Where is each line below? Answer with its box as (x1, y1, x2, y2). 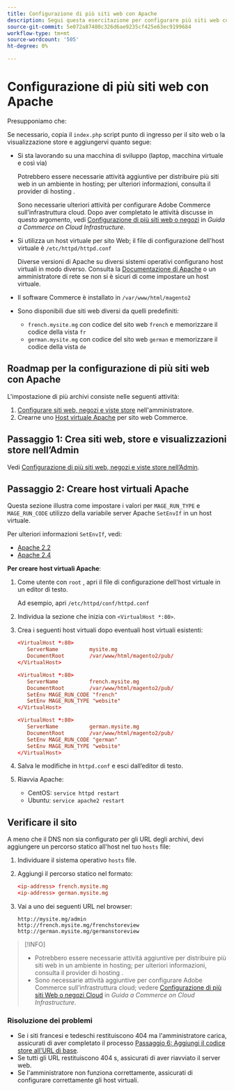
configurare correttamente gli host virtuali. (17, 1076, 139, 1085)
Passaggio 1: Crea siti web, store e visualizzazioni (7, 434, 227, 446)
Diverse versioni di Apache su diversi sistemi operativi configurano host (17, 257, 224, 265)
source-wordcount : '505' (7, 36, 79, 43)
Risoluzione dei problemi (7, 1016, 93, 1025)
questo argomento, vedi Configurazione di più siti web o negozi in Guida (17, 215, 225, 224)
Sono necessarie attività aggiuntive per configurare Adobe (34, 976, 203, 984)
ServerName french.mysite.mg (26, 678, 140, 685)
